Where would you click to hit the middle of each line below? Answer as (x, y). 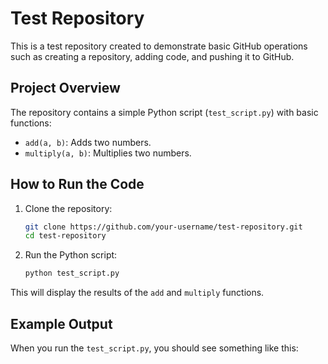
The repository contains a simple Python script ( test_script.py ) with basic (164, 112)
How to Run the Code (77, 184)
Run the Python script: (71, 255)
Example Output (61, 323)
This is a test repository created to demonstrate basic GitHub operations (159, 46)
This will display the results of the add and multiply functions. (137, 293)
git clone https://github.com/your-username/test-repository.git (163, 227)
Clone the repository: (68, 208)
